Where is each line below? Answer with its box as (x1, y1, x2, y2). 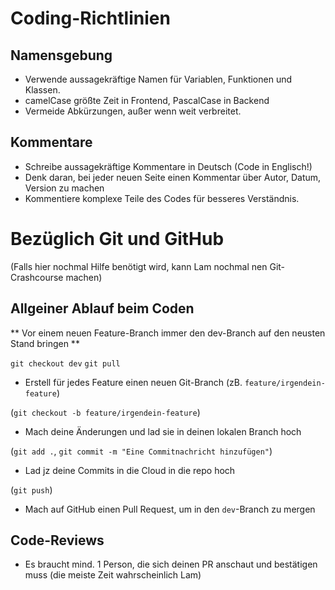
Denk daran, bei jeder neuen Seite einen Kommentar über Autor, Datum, (24, 171, 322, 183)
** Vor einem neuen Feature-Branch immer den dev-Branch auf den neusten (10, 327, 326, 339)
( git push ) (10, 483, 53, 496)
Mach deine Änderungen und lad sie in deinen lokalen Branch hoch (24, 425, 302, 437)
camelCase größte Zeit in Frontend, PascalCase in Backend (24, 95, 270, 106)
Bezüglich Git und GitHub (10, 228, 225, 250)
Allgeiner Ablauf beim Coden (10, 300, 195, 317)
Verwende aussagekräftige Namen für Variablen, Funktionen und (24, 73, 293, 85)
